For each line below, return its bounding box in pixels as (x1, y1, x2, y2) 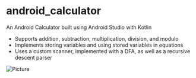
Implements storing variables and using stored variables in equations (14, 41, 184, 48)
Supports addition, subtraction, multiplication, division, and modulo (14, 35, 179, 42)
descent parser (14, 54, 52, 61)
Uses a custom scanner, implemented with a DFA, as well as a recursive (14, 47, 191, 54)
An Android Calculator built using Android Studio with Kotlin (6, 24, 152, 31)
